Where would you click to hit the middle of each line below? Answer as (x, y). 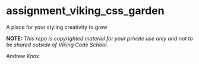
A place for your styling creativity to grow (57, 27)
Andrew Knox (23, 56)
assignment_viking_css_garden (85, 11)
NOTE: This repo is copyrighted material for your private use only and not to (99, 38)
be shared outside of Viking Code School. (57, 45)
